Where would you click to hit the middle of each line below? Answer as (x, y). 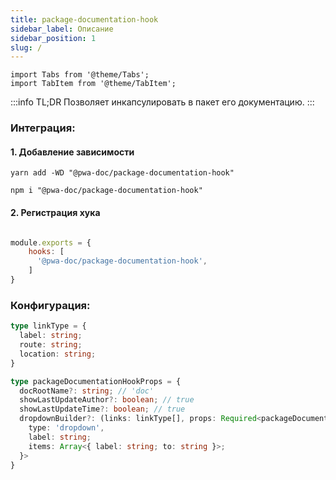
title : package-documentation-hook (84, 19)
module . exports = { (51, 242)
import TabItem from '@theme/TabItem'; (93, 84)
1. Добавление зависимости (72, 152)
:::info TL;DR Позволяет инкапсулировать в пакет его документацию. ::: (162, 102)
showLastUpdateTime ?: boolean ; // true (102, 409)
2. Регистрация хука (55, 212)
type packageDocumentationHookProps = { (96, 381)
